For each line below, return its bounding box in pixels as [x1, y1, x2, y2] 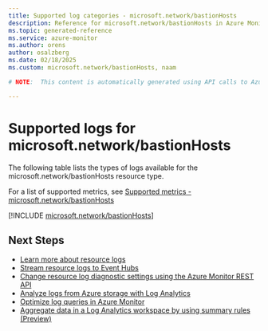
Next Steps [8, 233, 65, 247]
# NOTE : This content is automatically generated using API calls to [8, 77, 248, 86]
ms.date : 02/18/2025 [8, 57, 77, 65]
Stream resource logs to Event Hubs [19, 263, 140, 273]
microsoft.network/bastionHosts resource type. [8, 171, 164, 180]
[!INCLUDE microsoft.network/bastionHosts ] [8, 211, 154, 220]
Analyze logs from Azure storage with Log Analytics [19, 289, 191, 298]
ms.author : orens [8, 41, 66, 49]
